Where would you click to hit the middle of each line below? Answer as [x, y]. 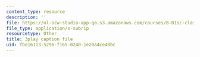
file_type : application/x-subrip [48, 28]
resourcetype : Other [32, 34]
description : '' [26, 17]
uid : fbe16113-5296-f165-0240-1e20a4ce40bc [61, 45]
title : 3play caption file [40, 39]
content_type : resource [36, 12]
